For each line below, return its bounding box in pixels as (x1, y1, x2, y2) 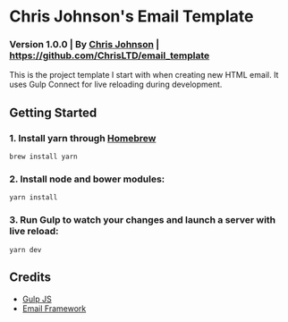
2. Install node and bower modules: (9, 173, 165, 185)
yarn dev (9, 245, 42, 254)
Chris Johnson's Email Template (9, 6, 254, 27)
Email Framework (21, 302, 87, 314)
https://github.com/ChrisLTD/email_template (9, 49, 210, 62)
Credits (9, 270, 52, 285)
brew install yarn (9, 152, 78, 162)
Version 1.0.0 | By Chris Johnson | (9, 38, 160, 51)
